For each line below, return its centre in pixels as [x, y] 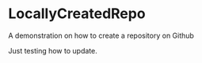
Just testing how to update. [53, 50]
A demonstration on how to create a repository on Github [101, 35]
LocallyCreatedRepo [77, 14]
